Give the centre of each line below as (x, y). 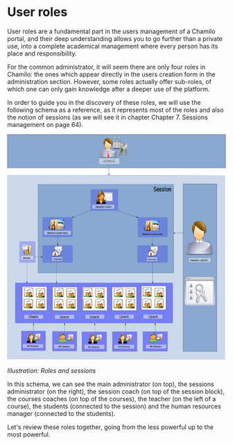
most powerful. (29, 434)
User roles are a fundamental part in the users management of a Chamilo (111, 31)
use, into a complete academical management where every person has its (113, 46)
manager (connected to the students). (61, 413)
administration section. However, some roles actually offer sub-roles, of (109, 81)
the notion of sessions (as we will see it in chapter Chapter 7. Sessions (107, 117)
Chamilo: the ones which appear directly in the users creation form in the (111, 74)
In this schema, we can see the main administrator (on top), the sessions (111, 384)
